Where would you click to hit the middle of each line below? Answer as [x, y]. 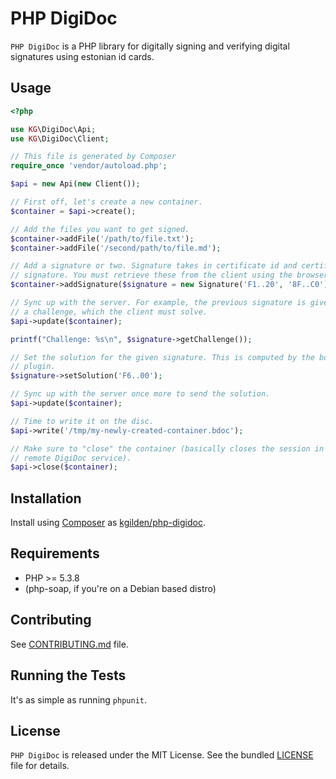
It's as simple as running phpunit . [79, 699]
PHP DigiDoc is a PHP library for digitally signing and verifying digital [150, 46]
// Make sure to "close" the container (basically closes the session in [167, 448]
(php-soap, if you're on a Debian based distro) [120, 588]
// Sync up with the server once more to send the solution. [140, 394]
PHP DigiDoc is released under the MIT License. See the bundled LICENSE [162, 755]
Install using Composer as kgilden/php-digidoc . [108, 523]
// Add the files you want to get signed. [100, 229]
